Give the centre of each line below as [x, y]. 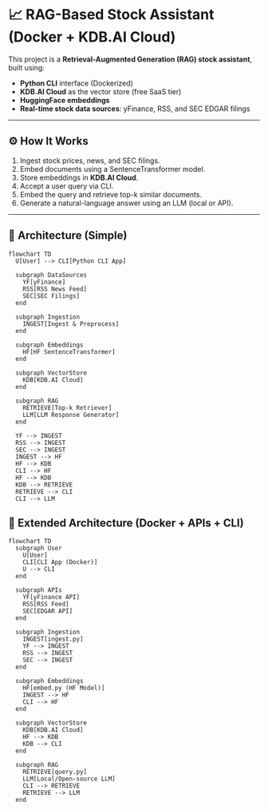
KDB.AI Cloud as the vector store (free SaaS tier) [100, 91]
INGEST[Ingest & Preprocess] [71, 324]
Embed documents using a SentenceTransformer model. [112, 169]
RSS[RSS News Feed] [55, 289]
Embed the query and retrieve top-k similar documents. [110, 194]
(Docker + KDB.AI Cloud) [92, 37]
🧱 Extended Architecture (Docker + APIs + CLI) [126, 523]
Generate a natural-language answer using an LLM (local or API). [126, 203]
